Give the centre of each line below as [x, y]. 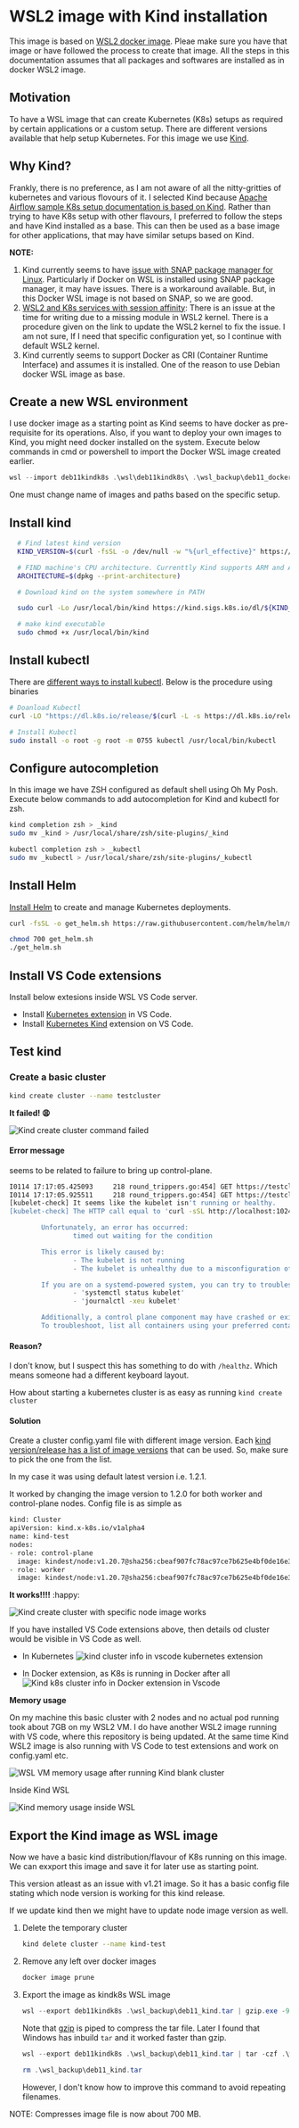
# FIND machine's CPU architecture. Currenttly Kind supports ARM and [151, 567]
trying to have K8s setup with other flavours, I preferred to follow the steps [146, 216]
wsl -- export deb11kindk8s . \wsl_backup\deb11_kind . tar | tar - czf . [154, 2054]
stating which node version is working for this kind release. [117, 1893]
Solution [25, 1420]
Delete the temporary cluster [75, 1928]
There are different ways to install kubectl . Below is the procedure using [141, 682]
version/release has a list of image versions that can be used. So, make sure [149, 1450]
